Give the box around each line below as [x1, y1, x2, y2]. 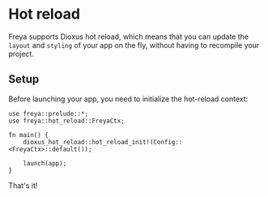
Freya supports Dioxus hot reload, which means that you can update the [8, 32, 249, 41]
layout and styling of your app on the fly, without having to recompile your [8, 40, 260, 49]
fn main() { [8, 131, 49, 139]
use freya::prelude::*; [8, 109, 89, 118]
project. [8, 49, 35, 58]
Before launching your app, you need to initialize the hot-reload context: [8, 94, 249, 104]
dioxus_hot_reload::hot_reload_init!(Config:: [23, 138, 183, 146]
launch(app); [23, 159, 67, 167]
